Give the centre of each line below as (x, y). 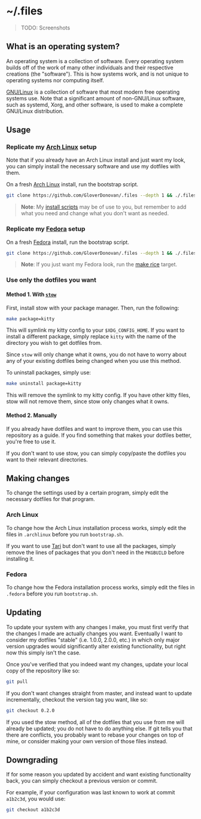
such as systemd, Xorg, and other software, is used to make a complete (95, 105)
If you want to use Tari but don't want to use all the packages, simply (91, 546)
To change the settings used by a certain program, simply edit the (87, 493)
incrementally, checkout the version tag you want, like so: (77, 699)
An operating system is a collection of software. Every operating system (95, 61)
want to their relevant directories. (47, 459)
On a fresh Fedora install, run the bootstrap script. (68, 242)
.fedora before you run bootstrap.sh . (52, 594)
